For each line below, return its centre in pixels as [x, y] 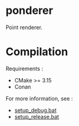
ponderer [30, 11]
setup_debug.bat [35, 110]
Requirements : [24, 68]
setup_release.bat [37, 116]
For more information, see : [39, 98]
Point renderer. [24, 27]
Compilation [37, 52]
